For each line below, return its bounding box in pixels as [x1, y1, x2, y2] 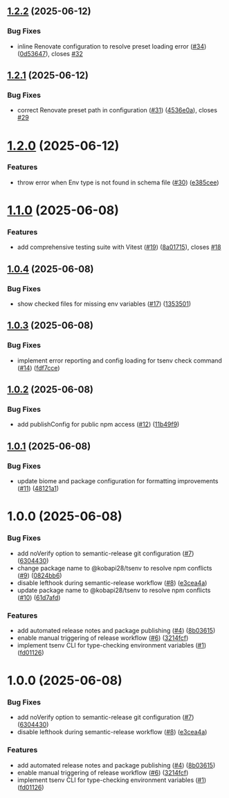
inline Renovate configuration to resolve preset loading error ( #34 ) [17, 42, 207, 51]
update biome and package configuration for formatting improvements [17, 477, 219, 485]
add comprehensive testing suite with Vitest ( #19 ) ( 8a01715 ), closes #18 [17, 243, 221, 252]
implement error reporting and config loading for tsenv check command [17, 356, 223, 365]
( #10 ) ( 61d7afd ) [17, 593, 61, 602]
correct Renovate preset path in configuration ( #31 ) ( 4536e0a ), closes [17, 106, 218, 114]
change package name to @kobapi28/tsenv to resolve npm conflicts [17, 564, 212, 572]
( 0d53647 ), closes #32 [17, 49, 83, 58]
